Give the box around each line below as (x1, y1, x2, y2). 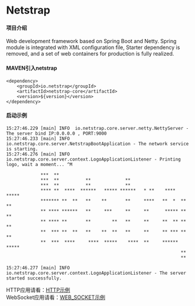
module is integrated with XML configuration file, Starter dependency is (6, 44, 180, 51)
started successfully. (6, 275, 62, 281)
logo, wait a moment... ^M (6, 161, 73, 167)
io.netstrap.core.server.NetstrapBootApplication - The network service (6, 141, 189, 147)
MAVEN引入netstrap (6, 64, 57, 71)
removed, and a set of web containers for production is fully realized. (6, 50, 174, 57)
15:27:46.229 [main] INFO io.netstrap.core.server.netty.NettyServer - (6, 125, 189, 131)
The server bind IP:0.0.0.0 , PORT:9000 (6, 131, 108, 136)
